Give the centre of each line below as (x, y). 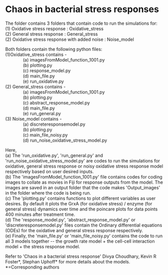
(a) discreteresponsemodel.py (54, 124)
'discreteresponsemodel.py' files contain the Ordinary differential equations (84, 225)
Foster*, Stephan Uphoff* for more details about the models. (68, 261)
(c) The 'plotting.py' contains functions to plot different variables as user (80, 198)
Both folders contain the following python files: (54, 49)
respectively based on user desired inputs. (50, 171)
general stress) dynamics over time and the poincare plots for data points (81, 209)
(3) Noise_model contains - (34, 119)
